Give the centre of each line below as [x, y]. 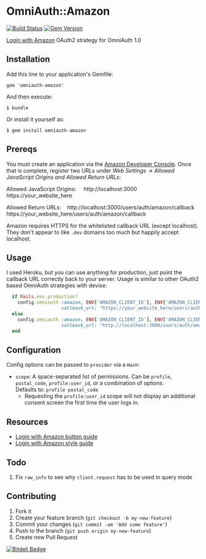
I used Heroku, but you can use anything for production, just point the [94, 272]
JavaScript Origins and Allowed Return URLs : [64, 177]
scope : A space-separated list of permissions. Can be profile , [93, 377]
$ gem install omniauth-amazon [46, 130]
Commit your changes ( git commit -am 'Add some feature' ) [91, 524]
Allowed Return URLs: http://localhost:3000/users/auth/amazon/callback [101, 207]
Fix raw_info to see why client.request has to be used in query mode [104, 477]
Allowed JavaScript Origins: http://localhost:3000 [72, 189]
